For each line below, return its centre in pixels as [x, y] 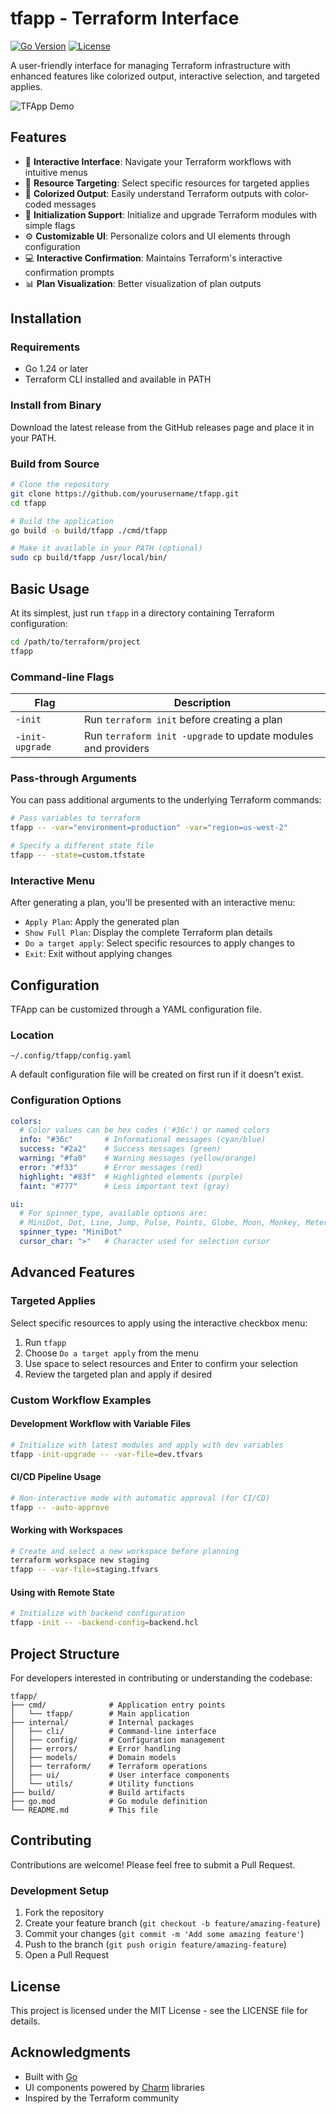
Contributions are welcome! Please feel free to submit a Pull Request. [153, 1864]
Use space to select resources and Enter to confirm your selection [161, 1363]
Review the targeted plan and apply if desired [118, 1374]
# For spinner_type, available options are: [113, 1213]
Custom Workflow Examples [81, 1400]
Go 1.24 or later [56, 369]
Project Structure [65, 1653]
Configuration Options [66, 1100]
